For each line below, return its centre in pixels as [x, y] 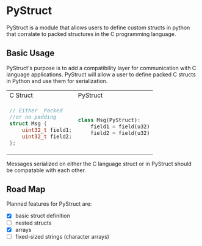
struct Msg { [28, 123]
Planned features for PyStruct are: [49, 204]
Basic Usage [31, 53]
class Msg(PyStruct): [109, 120]
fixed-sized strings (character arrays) [62, 236]
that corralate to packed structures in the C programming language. [91, 34]
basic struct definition [42, 216]
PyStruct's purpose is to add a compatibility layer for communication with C [101, 68]
